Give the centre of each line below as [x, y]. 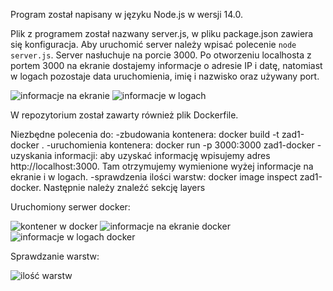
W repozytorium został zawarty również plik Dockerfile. [124, 115]
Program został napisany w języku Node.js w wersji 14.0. [126, 14]
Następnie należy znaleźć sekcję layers [124, 187]
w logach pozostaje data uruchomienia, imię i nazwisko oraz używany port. [165, 76]
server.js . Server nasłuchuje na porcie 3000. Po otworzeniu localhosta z [161, 55]
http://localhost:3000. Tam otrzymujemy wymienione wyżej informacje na [162, 166]
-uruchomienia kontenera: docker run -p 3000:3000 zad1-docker [180, 145]
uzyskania [31, 155]
